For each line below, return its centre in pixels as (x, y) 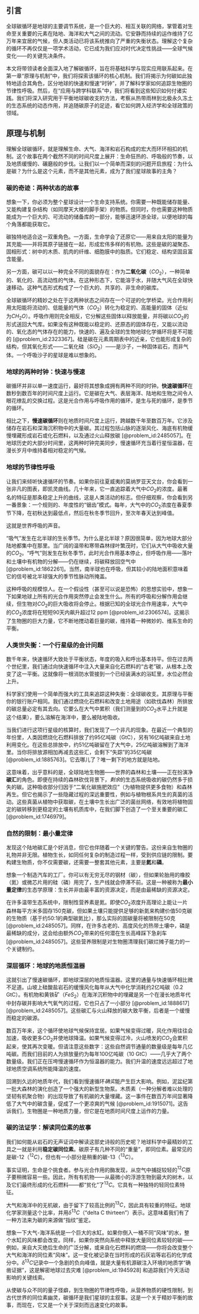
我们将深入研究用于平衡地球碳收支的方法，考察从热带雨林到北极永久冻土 (105, 98)
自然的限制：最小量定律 (39, 833)
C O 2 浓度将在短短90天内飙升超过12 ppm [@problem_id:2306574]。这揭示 (101, 613)
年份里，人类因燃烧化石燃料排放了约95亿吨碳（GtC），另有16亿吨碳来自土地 (98, 737)
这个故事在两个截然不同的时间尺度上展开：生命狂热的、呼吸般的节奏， (102, 156)
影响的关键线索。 (27, 1277)
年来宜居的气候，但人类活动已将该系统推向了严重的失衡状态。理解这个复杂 (102, 41)
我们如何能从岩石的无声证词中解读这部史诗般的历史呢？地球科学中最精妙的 (97, 1141)
